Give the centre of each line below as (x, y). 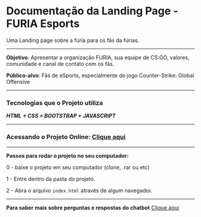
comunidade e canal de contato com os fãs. (60, 63)
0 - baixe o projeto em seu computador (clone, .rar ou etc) (78, 167)
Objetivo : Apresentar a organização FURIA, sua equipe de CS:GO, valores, (98, 57)
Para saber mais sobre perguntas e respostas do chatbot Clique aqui (93, 207)
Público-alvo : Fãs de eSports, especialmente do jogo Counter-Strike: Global (100, 75)
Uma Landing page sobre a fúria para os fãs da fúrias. (73, 40)
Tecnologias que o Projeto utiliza (55, 103)
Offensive (18, 81)
